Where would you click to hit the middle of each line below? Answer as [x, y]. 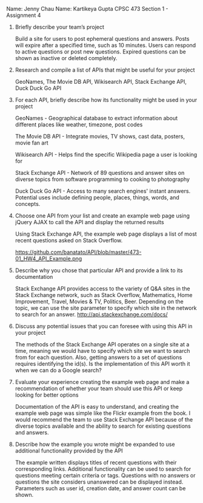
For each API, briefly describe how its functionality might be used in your [106, 100]
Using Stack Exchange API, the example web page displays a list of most [106, 234]
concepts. [28, 204]
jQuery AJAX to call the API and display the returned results [90, 222]
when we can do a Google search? [58, 370]
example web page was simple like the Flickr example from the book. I [103, 413]
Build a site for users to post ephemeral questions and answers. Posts [102, 39]
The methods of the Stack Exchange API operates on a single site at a [102, 344]
